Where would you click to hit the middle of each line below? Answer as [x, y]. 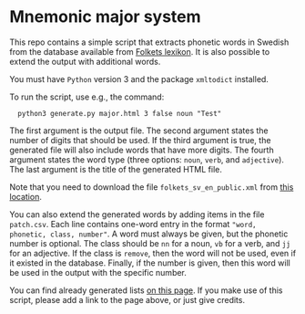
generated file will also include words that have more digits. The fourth [142, 150]
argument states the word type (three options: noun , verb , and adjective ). [147, 159]
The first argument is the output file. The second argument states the [139, 131]
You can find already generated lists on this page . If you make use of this [146, 290]
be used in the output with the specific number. [98, 272]
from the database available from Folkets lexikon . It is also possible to [140, 51]
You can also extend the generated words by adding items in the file [137, 214]
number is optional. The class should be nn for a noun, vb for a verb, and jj [150, 243]
